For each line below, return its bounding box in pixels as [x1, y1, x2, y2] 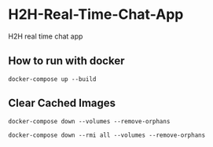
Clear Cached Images [8, 97, 116, 110]
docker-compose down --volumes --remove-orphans [8, 117, 171, 125]
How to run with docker [8, 54, 125, 68]
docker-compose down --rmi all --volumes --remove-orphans [8, 131, 206, 139]
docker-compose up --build [8, 75, 97, 83]
